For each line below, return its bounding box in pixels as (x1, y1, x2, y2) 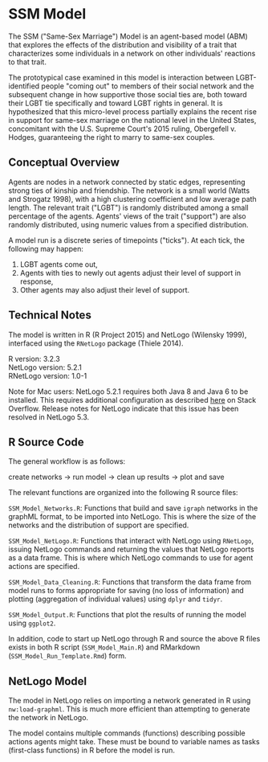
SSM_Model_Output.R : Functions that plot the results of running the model (8, 610, 246, 620)
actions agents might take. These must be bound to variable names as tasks (8, 737, 260, 747)
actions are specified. (8, 562, 80, 571)
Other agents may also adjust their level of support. (19, 285, 190, 294)
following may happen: (8, 244, 84, 253)
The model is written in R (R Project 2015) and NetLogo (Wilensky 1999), (8, 330, 247, 339)
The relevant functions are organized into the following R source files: (8, 488, 238, 498)
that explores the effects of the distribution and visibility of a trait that (8, 39, 238, 49)
